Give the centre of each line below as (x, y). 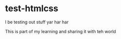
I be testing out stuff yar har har (37, 22)
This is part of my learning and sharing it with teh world (60, 31)
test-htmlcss (32, 9)
